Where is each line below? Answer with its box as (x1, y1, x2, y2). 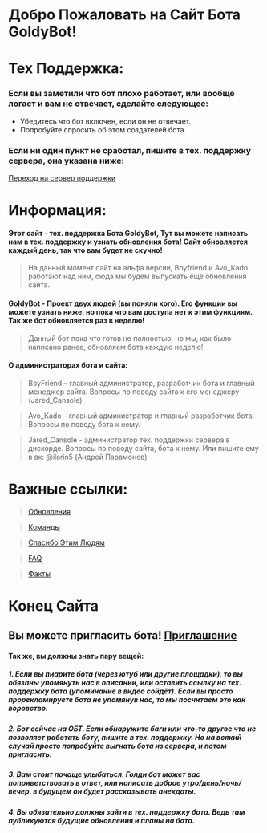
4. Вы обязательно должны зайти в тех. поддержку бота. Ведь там (8, 807, 245, 816)
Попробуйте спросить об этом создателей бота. (19, 124, 187, 134)
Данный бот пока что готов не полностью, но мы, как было (27, 333, 232, 343)
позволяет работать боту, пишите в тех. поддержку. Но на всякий (8, 732, 242, 742)
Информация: (8, 201, 107, 220)
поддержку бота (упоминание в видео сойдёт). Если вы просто (8, 686, 233, 696)
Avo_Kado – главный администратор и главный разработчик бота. (27, 411, 255, 421)
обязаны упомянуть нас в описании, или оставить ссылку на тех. (8, 678, 242, 688)
